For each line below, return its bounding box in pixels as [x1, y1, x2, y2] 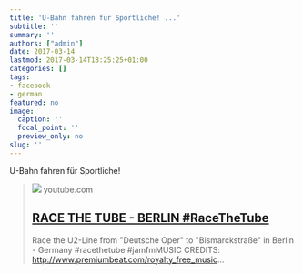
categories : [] [9, 65, 67, 74]
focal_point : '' [17, 124, 79, 133]
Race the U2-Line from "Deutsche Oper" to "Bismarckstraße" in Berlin [31, 234, 294, 246]
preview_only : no [17, 132, 84, 141]
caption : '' [17, 115, 64, 124]
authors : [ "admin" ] [9, 38, 84, 48]
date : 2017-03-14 [9, 47, 76, 56]
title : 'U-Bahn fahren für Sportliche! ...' [9, 13, 181, 23]
